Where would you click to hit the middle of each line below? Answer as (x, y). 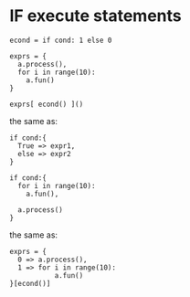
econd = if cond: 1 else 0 (61, 40)
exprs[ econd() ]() (47, 104)
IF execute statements (95, 16)
